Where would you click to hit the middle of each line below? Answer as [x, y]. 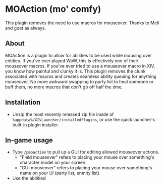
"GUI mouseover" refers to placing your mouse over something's [86, 168]
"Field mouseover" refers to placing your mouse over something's [87, 157]
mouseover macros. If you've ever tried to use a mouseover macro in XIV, [80, 66]
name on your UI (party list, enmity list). [60, 173]
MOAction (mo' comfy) [53, 9]
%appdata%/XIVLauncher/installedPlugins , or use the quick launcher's [83, 119]
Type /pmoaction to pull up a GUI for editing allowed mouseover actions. [86, 152]
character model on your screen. [53, 163]
